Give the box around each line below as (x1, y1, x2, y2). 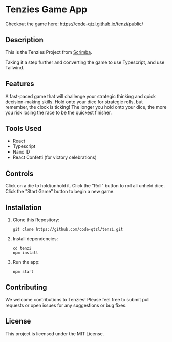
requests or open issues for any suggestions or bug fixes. (5, 302, 127, 308)
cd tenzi (12, 245, 32, 251)
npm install (12, 250, 38, 255)
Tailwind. (5, 64, 25, 70)
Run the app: (12, 259, 40, 265)
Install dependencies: (12, 236, 58, 242)
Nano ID (12, 149, 30, 155)
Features (5, 80, 34, 88)
